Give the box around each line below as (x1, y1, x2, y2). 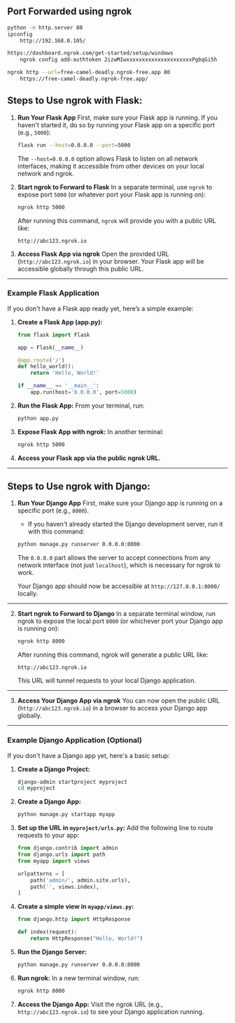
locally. (17, 589, 38, 598)
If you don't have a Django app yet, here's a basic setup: (7, 751, 170, 759)
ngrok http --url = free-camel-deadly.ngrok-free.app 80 (7, 69, 171, 76)
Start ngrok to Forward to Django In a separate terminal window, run (17, 610, 216, 618)
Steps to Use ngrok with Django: (7, 480, 150, 492)
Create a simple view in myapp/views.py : (17, 902, 134, 911)
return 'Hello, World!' (30, 370, 99, 377)
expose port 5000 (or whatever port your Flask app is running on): (17, 190, 206, 199)
